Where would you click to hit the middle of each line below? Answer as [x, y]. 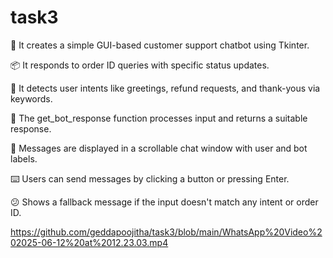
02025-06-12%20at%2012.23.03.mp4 [89, 242]
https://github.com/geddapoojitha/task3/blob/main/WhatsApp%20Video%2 [166, 232]
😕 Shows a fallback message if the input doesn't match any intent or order [164, 202]
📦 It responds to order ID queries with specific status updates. [140, 65]
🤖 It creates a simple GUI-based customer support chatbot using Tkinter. [160, 45]
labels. [24, 158]
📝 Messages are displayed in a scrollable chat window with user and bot [159, 148]
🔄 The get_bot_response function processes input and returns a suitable [159, 118]
